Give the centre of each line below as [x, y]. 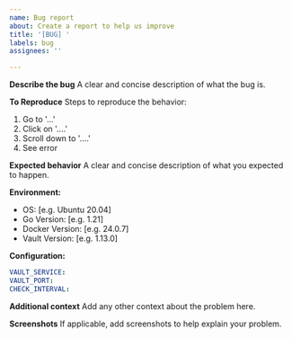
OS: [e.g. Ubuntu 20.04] [67, 210]
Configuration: [37, 256]
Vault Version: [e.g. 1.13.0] [70, 238]
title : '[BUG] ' [40, 34]
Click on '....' [45, 129]
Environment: [35, 192]
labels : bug [31, 43]
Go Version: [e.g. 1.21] [63, 219]
